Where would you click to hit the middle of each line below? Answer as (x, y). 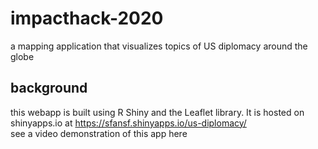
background (49, 88)
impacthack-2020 (87, 18)
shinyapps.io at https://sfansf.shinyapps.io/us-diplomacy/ (128, 123)
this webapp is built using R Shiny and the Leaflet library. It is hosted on (157, 112)
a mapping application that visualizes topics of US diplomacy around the (159, 46)
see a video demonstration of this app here (99, 133)
